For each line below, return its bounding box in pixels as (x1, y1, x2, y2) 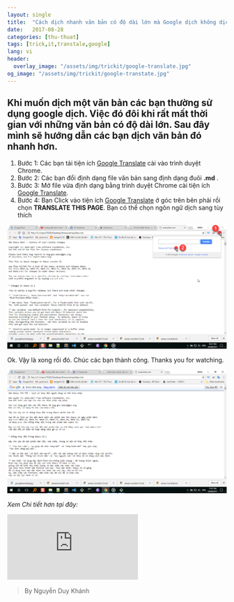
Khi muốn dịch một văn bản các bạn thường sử (7, 97, 213, 109)
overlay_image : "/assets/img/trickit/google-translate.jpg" (13, 63, 192, 70)
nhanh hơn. (7, 140, 58, 153)
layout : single (7, 11, 52, 18)
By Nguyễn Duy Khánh (24, 587, 90, 595)
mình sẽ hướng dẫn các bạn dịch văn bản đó (7, 130, 202, 142)
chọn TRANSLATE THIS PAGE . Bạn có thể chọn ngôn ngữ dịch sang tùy (17, 203, 224, 212)
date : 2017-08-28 (7, 26, 64, 33)
